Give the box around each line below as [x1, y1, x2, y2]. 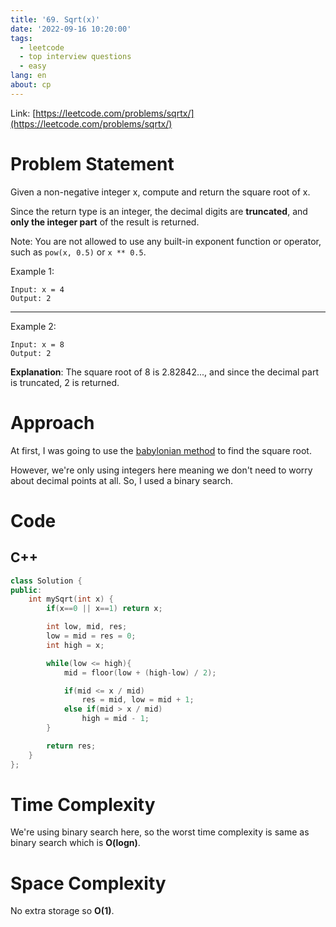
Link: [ [10, 107, 37, 119]
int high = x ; [46, 640, 105, 650]
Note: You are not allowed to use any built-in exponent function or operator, [10, 235, 322, 247]
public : [10, 585, 43, 595]
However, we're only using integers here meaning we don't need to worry [10, 464, 313, 476]
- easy [19, 61, 47, 71]
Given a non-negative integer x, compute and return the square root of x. [10, 186, 311, 198]
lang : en [10, 71, 47, 81]
